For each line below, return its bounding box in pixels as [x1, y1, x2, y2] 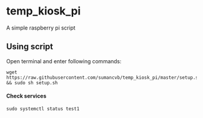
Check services [6, 92, 47, 100]
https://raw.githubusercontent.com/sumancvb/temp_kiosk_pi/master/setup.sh [6, 74, 201, 81]
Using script [6, 42, 53, 52]
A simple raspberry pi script [6, 24, 76, 31]
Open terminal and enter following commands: [6, 57, 122, 64]
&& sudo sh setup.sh [6, 79, 59, 85]
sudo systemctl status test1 [6, 105, 80, 112]
